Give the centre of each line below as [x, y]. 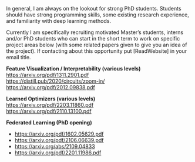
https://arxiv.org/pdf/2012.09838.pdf [51, 87]
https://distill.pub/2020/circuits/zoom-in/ [56, 81]
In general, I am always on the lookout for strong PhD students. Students [94, 9]
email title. [19, 57]
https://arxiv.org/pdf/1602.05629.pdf [59, 134]
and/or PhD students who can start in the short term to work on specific [93, 38]
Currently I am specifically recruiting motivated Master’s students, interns [95, 32]
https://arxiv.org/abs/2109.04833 [55, 146]
